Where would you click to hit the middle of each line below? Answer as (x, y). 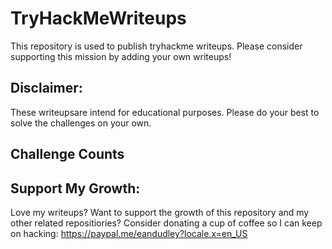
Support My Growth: (75, 188)
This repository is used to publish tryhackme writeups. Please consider (156, 46)
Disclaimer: (46, 88)
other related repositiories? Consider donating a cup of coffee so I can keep (166, 223)
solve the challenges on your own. (81, 123)
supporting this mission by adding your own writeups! (121, 56)
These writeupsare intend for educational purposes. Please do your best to (165, 112)
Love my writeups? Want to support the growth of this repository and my (160, 212)
